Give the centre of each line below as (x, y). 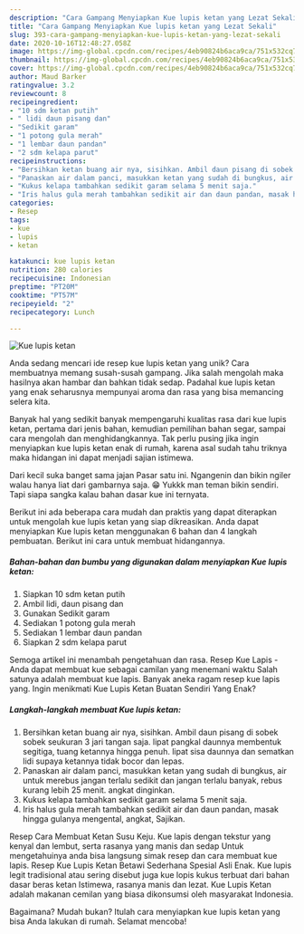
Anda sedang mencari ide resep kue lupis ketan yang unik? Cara (129, 363)
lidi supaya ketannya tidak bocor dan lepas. (103, 761)
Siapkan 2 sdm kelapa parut (74, 642)
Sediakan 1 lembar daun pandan (82, 633)
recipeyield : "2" (42, 303)
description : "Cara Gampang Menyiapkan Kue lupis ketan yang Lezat (139, 18)
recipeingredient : (44, 102)
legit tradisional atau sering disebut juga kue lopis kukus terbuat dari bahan (149, 875)
